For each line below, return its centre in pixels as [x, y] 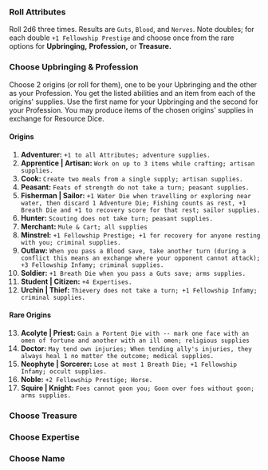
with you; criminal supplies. [71, 242]
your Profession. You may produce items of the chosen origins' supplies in [131, 110]
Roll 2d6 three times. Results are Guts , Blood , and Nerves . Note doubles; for [132, 30]
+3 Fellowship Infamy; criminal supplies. [92, 265]
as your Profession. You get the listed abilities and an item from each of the [132, 93]
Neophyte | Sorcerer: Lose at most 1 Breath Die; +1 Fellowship [129, 364]
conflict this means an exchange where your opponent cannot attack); [140, 258]
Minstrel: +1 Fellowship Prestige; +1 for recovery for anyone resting [140, 235]
